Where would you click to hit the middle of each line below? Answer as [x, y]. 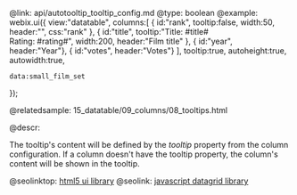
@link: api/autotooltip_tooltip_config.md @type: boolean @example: [134, 13]
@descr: [25, 127]
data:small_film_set [48, 77]
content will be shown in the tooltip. [74, 163]
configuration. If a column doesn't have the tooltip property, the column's [144, 154]
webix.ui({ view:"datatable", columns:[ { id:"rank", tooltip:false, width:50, [142, 22]
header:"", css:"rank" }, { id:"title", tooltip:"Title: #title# [109, 32]
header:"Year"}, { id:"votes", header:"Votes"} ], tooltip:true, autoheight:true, [148, 51]
